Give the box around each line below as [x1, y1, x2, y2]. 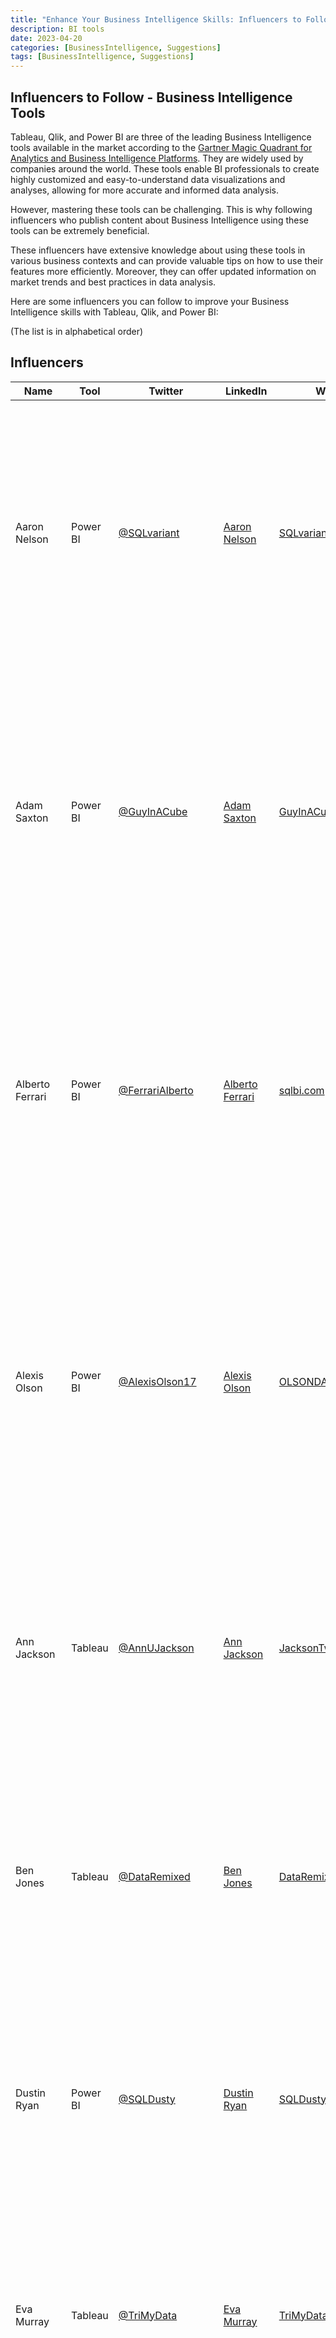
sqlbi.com [278, 1083, 325, 1097]
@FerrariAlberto [118, 1083, 194, 1097]
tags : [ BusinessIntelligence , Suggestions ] [10, 52, 195, 62]
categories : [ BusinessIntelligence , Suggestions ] [10, 42, 222, 53]
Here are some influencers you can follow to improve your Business [10, 295, 290, 307]
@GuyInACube [118, 804, 188, 818]
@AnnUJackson [118, 1641, 195, 1655]
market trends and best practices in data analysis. [10, 276, 217, 288]
